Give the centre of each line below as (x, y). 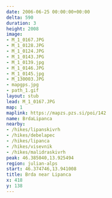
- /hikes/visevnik (29, 146)
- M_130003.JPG (25, 79)
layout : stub (23, 96)
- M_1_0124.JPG (25, 51)
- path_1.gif (23, 91)
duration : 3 (21, 23)
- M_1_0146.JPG (25, 68)
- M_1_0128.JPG (25, 46)
